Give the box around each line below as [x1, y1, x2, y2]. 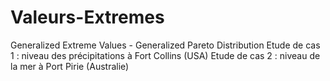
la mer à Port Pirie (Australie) [10, 60, 130, 72]
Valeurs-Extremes [10, 6, 165, 29]
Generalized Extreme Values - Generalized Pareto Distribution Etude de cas [10, 39, 321, 51]
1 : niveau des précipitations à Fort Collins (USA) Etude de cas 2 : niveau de [10, 49, 321, 61]
